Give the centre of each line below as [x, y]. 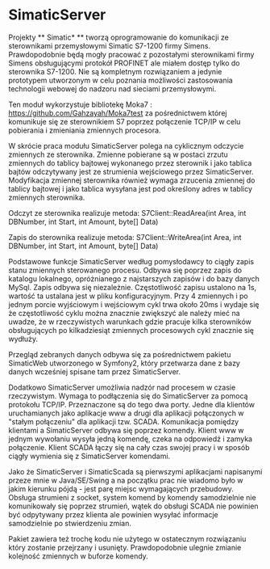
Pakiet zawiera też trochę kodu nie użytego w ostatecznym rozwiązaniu [127, 538]
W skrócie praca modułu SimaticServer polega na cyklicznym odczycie [126, 145]
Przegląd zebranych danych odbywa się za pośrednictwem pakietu [120, 354]
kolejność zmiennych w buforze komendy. [79, 556]
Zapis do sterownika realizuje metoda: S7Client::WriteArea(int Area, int [125, 237]
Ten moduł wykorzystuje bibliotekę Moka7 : [81, 104]
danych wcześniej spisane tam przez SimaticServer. [95, 371]
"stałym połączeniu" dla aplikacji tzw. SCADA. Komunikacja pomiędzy [124, 421]
